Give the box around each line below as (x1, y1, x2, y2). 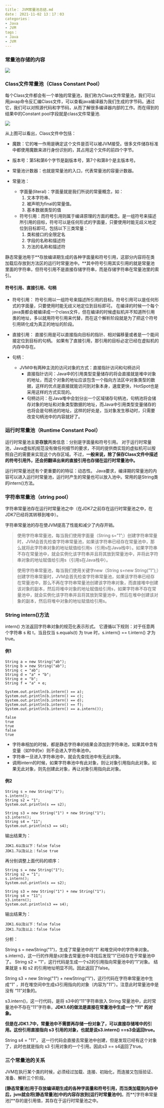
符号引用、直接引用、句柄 (5, 285, 57, 291)
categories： (5, 16, 31, 21)
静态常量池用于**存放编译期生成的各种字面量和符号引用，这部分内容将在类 (5, 254, 155, 260)
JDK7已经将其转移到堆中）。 (5, 512, 61, 517)
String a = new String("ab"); (5, 659, 67, 664)
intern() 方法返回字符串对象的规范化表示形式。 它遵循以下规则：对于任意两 (5, 623, 155, 630)
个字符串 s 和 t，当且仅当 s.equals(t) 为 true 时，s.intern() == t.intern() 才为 (5, 630, 156, 636)
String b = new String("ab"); (5, 664, 67, 668)
